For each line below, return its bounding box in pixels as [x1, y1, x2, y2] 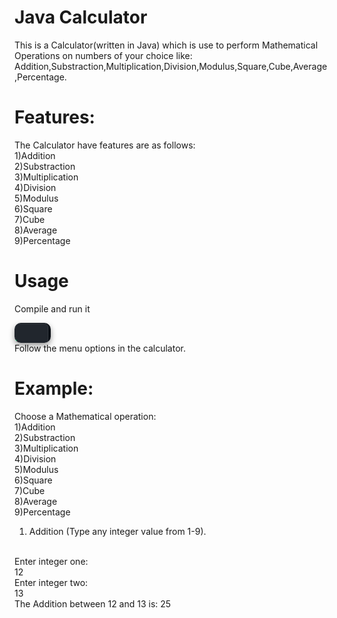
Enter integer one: [14, 555, 89, 567]
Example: [14, 377, 94, 400]
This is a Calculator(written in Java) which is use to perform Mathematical [14, 39, 319, 51]
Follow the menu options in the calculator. [14, 342, 186, 354]
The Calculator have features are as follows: [14, 139, 196, 151]
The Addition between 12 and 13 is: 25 [14, 597, 172, 610]
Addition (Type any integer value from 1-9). [28, 525, 207, 537]
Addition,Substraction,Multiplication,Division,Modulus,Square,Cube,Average [14, 60, 328, 72]
